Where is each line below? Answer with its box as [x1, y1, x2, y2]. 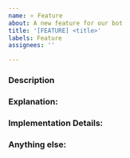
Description [8, 75, 55, 86]
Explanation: [8, 96, 58, 107]
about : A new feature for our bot [8, 19, 124, 27]
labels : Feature [8, 34, 62, 42]
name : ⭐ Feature [8, 11, 63, 20]
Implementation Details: [8, 117, 104, 128]
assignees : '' [8, 41, 56, 49]
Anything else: [8, 139, 66, 150]
